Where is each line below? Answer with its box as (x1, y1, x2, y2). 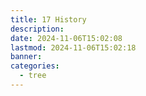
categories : (10, 61, 60, 71)
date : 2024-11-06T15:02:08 (10, 33, 123, 43)
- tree (19, 71, 47, 81)
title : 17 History (10, 14, 87, 25)
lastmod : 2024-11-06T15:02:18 (10, 42, 137, 53)
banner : (10, 52, 43, 62)
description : (10, 24, 65, 34)
